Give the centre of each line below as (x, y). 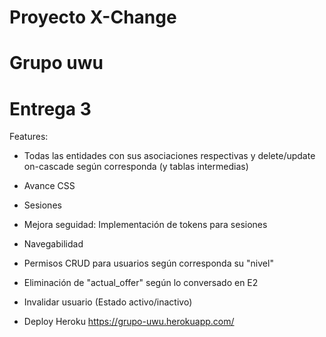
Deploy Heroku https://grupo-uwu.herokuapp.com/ (129, 322)
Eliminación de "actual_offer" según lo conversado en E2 (141, 283)
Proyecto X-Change (93, 17)
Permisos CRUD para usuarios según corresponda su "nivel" (148, 263)
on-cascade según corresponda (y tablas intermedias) (136, 167)
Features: (29, 137)
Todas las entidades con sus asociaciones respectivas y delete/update (169, 156)
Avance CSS (49, 186)
